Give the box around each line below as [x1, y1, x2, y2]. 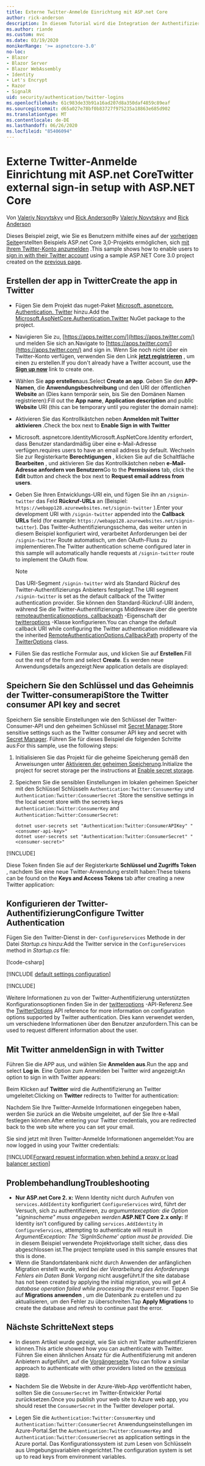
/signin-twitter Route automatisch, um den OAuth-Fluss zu [15, 536, 168, 543]
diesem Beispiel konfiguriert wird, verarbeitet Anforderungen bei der [15, 529, 187, 537]
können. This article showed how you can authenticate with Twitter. [15, 1344, 184, 1352]
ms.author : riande [6, 26, 53, 32]
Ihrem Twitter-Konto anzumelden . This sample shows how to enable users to [6, 245, 199, 252]
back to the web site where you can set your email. [6, 1123, 135, 1131]
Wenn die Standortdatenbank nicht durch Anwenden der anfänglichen [15, 1259, 192, 1266]
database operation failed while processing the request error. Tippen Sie [15, 1285, 198, 1292]
